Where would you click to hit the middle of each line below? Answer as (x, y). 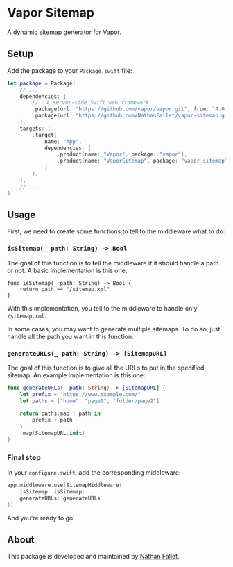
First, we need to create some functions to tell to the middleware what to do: (116, 231)
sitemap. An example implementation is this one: (76, 375)
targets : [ (35, 129)
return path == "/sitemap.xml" (65, 289)
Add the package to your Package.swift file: (70, 70)
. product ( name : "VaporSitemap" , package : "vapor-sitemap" (142, 161)
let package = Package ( (42, 83)
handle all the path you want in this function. (70, 336)
